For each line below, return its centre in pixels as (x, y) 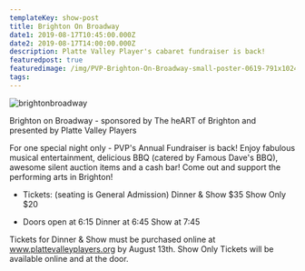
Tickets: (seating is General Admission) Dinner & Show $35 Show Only (154, 194)
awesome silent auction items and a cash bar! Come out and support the (145, 167)
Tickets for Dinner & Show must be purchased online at (113, 239)
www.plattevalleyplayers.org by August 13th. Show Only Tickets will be (142, 249)
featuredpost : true (46, 60)
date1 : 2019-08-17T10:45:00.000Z (73, 35)
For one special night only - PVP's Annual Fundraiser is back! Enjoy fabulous (152, 147)
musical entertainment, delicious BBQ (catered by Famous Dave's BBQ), (144, 157)
